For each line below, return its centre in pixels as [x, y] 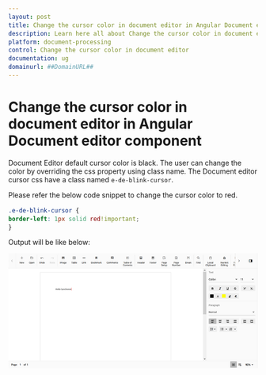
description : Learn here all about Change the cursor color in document [131, 33]
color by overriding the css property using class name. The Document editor [133, 171]
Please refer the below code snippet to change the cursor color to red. [123, 195]
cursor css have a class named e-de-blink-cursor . [91, 179]
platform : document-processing [60, 42]
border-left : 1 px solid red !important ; [74, 219]
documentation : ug [38, 59]
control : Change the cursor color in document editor [99, 50]
